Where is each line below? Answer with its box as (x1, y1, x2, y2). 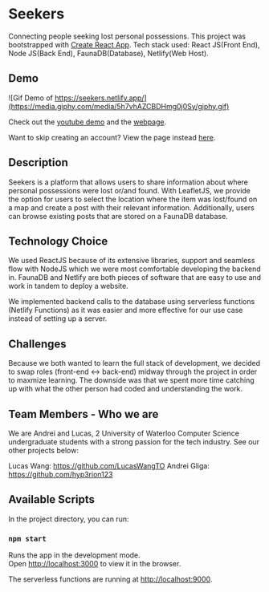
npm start (8, 534, 47, 543)
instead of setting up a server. (8, 314, 108, 323)
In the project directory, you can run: (8, 514, 129, 524)
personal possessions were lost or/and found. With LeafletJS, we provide (8, 185, 251, 195)
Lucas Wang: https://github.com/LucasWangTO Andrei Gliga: (8, 461, 210, 470)
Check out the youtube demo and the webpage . (8, 117, 167, 127)
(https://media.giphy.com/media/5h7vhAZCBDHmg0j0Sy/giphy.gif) (8, 101, 230, 111)
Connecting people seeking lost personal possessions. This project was (8, 31, 247, 41)
